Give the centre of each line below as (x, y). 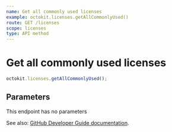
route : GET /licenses (33, 22)
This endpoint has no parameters (47, 111)
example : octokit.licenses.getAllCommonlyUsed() (67, 17)
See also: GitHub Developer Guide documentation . (68, 123)
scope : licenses (26, 28)
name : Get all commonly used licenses (54, 12)
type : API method (28, 34)
